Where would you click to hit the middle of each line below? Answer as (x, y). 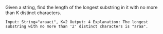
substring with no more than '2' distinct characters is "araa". (77, 26)
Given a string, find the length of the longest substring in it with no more (81, 7)
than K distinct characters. (33, 13)
